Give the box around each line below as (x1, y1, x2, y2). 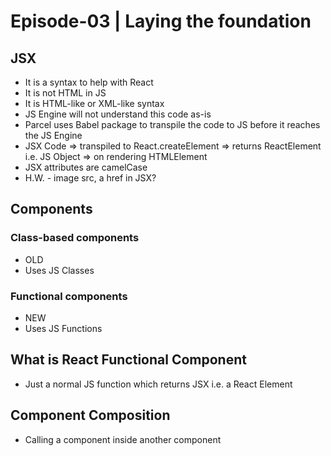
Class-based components (10, 231, 140, 245)
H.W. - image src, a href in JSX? (24, 172, 157, 184)
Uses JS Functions (24, 322, 103, 334)
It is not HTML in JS (24, 87, 107, 99)
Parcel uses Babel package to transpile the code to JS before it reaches (24, 119, 321, 130)
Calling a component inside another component (24, 433, 222, 445)
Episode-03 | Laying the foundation (10, 10, 312, 33)
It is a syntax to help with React (24, 76, 154, 88)
